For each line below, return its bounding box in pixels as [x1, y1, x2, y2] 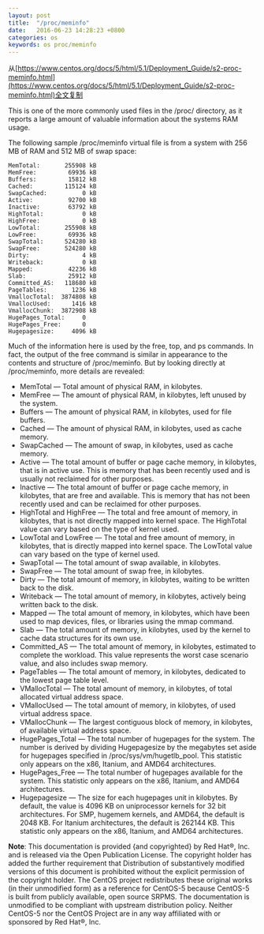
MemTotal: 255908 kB [8, 162, 97, 170]
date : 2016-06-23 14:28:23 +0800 [8, 26, 125, 34]
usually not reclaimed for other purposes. [19, 475, 154, 484]
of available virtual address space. [19, 726, 132, 735]
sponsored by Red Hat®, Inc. [8, 917, 101, 927]
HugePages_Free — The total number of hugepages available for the [19, 767, 243, 778]
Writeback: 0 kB [8, 258, 97, 267]
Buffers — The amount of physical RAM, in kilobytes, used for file [19, 407, 232, 417]
